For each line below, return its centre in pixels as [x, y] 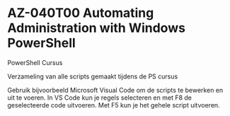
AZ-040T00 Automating [81, 13]
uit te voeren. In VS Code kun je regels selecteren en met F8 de [100, 98]
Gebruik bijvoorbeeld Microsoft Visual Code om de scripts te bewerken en [115, 90]
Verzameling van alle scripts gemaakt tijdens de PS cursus [93, 76]
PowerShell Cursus [35, 62]
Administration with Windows [97, 28]
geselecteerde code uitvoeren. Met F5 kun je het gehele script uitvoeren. [114, 105]
